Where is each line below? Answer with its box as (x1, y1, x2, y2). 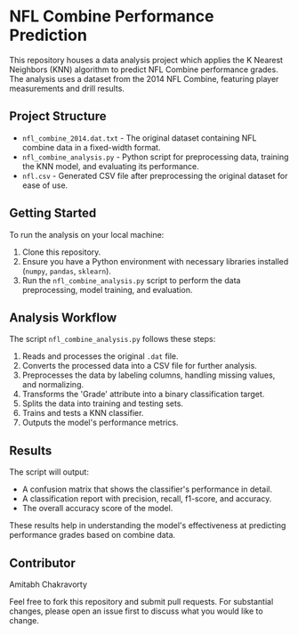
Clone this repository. (21, 247, 101, 257)
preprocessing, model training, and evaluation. (21, 284, 193, 295)
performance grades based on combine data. (9, 530, 176, 541)
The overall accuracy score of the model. (21, 503, 173, 514)
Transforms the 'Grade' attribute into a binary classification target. (21, 389, 265, 400)
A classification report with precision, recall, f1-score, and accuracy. (21, 493, 272, 504)
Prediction (9, 25, 87, 45)
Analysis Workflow (9, 310, 117, 325)
